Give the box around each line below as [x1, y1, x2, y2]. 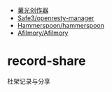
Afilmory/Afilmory [17, 29, 69, 37]
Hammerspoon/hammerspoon [17, 22, 105, 29]
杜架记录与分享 [7, 77, 50, 85]
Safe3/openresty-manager [17, 14, 94, 22]
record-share [7, 53, 86, 69]
